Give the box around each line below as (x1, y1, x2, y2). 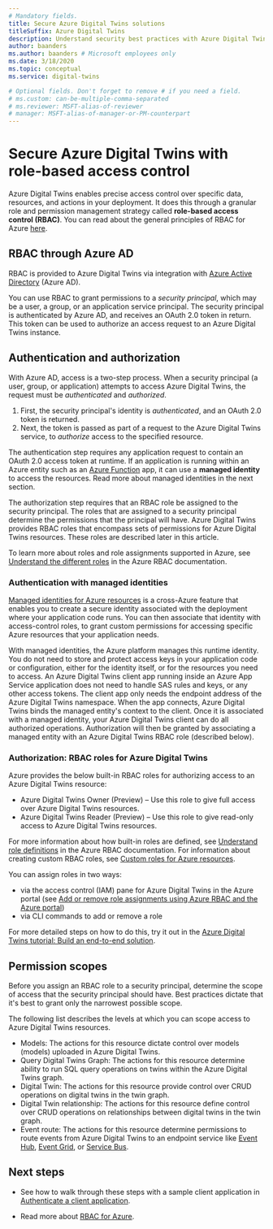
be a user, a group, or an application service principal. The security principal (8, 302, 264, 311)
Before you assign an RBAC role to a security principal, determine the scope (8, 981, 263, 991)
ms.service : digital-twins (8, 72, 100, 80)
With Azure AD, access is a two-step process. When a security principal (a (8, 372, 258, 382)
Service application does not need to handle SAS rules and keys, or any (8, 680, 248, 689)
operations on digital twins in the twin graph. (19, 1090, 170, 1100)
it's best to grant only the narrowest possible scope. (8, 998, 183, 1008)
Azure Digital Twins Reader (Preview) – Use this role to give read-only (19, 812, 254, 822)
